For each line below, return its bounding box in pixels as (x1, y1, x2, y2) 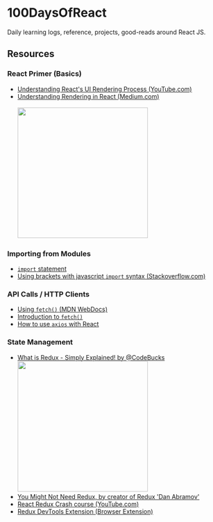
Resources (7, 48, 55, 60)
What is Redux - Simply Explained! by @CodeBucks (17, 353, 165, 361)
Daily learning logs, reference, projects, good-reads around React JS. (7, 28, 206, 36)
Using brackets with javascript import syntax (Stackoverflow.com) (17, 271, 206, 280)
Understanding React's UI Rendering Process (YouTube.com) (17, 85, 192, 93)
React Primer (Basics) (7, 69, 82, 79)
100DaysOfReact (7, 5, 108, 21)
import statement (17, 264, 67, 273)
